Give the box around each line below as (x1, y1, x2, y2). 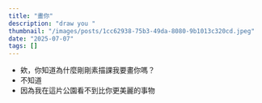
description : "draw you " (8, 19, 95, 28)
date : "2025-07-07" (8, 34, 74, 43)
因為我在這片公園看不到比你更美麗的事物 (19, 86, 155, 96)
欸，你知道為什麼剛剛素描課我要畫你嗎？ (19, 66, 155, 75)
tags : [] (8, 42, 38, 50)
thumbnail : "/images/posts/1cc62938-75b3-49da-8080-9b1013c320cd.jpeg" (8, 27, 255, 35)
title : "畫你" (8, 11, 54, 20)
